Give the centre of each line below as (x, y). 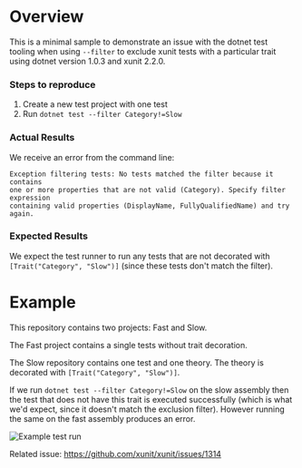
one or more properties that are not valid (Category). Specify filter (147, 190)
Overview (47, 17)
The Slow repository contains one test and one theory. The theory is (137, 362)
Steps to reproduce (53, 84)
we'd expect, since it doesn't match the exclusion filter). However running (147, 409)
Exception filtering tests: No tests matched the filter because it (141, 174)
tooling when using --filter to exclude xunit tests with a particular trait (143, 51)
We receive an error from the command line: (92, 157)
